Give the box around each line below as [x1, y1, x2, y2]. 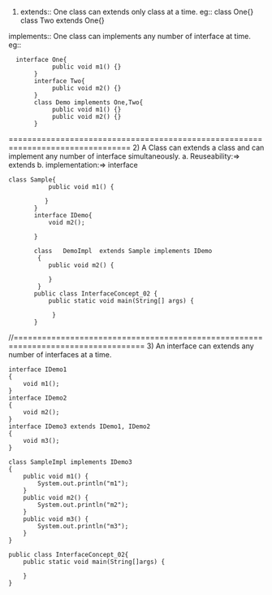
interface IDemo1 [8, 365, 67, 374]
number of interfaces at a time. [8, 350, 112, 359]
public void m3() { [23, 515, 89, 523]
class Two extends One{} [19, 15, 106, 25]
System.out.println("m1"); [37, 479, 129, 488]
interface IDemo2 [8, 394, 67, 402]
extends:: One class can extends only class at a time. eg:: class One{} [19, 7, 254, 16]
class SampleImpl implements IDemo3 [8, 458, 132, 466]
